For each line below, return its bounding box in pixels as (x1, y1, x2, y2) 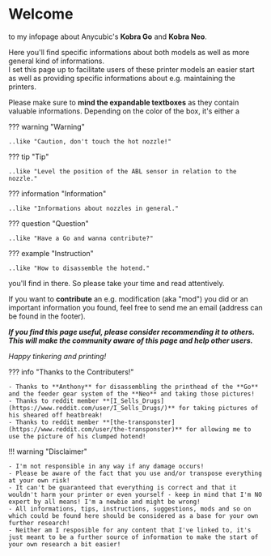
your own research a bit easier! (8, 540, 121, 548)
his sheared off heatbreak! (8, 411, 104, 419)
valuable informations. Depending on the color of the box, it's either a (8, 106, 240, 116)
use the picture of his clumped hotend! (8, 432, 147, 440)
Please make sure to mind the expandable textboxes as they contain (8, 97, 239, 107)
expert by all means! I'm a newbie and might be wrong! (8, 498, 201, 506)
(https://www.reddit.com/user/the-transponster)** (8, 425, 183, 434)
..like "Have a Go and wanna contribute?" (8, 234, 154, 242)
